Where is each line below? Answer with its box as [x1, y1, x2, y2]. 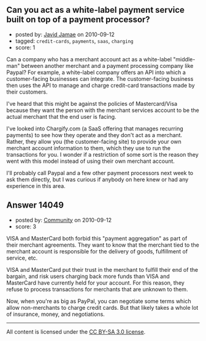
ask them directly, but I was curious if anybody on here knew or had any [6, 176, 189, 183]
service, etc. [6, 254, 38, 261]
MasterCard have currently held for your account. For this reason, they [6, 279, 185, 287]
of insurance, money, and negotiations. [6, 310, 105, 318]
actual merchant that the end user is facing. [6, 113, 116, 120]
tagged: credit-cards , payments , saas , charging [15, 37, 134, 45]
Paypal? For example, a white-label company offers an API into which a [6, 69, 186, 76]
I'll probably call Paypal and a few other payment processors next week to [6, 169, 194, 176]
